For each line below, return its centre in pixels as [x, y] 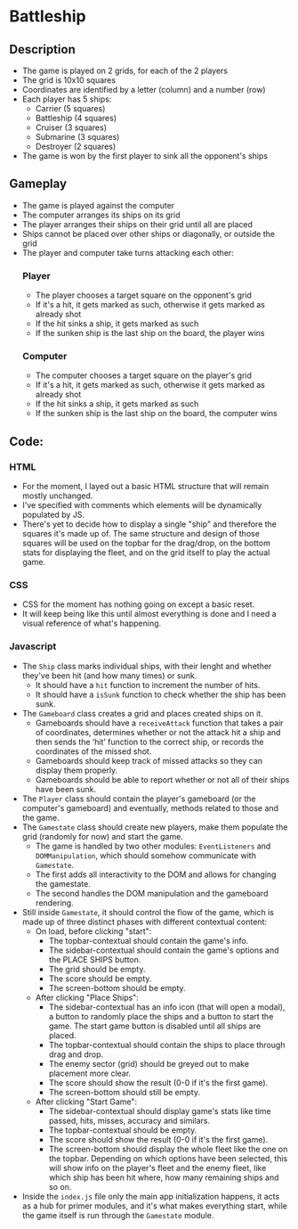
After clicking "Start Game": [86, 1102]
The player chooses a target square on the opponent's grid [143, 295]
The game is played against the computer [98, 205]
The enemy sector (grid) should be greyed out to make [149, 1063]
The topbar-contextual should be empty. [123, 1130]
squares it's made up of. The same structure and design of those [141, 534]
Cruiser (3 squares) [71, 127]
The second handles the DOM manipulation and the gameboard [152, 893]
